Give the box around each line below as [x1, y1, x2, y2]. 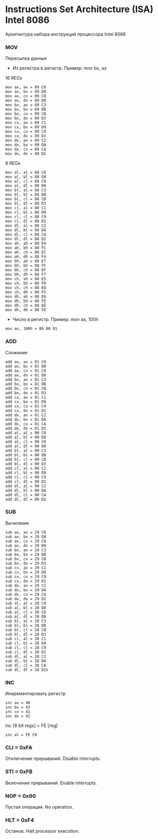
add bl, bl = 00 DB [5, 452, 46, 457]
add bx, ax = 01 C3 [5, 377, 46, 382]
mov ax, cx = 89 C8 [5, 94, 46, 99]
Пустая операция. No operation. [5, 804, 74, 810]
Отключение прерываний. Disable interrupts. [5, 755, 101, 761]
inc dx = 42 [5, 714, 30, 719]
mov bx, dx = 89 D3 [5, 116, 46, 121]
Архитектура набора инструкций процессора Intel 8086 [5, 31, 126, 37]
